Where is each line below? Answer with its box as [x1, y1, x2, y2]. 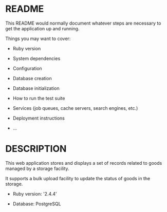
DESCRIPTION [5, 143, 67, 155]
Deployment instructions [12, 115, 65, 121]
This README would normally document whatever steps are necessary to [5, 20, 161, 26]
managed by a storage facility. [5, 165, 69, 171]
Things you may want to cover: [5, 35, 71, 42]
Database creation [12, 75, 52, 81]
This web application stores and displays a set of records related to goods [5, 160, 162, 166]
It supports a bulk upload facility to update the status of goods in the [5, 175, 151, 181]
